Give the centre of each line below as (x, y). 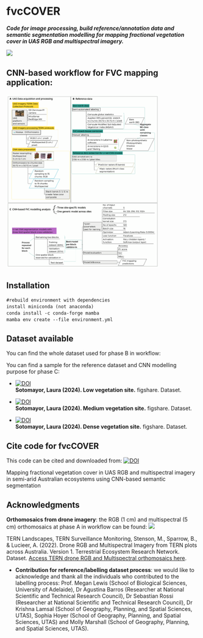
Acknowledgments (43, 505)
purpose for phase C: (33, 372)
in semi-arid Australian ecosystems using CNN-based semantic (86, 479)
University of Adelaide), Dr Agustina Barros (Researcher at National (100, 590)
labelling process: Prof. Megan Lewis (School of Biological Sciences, (101, 583)
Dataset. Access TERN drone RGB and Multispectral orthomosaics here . (97, 558)
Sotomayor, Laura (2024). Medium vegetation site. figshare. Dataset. (103, 409)
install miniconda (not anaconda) (50, 307)
